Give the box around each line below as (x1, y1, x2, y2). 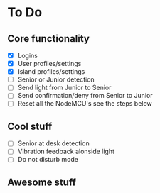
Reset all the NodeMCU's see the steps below (17, 99, 153, 108)
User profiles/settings (17, 60, 82, 68)
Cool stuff (7, 120, 53, 132)
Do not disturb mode (17, 155, 79, 164)
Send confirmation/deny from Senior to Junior (17, 92, 153, 100)
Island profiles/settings (17, 67, 85, 76)
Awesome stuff (7, 176, 76, 188)
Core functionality (7, 33, 90, 45)
